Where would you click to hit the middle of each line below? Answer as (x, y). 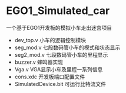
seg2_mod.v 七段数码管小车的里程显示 (61, 54)
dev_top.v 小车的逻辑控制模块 (50, 40)
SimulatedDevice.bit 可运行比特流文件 (60, 84)
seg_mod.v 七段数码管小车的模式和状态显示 (67, 47)
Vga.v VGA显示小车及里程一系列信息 (59, 69)
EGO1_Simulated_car (58, 11)
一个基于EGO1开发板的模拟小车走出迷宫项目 (59, 27)
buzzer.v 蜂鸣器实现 (39, 62)
